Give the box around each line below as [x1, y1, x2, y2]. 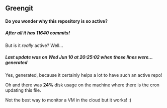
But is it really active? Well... [5, 42, 63, 48]
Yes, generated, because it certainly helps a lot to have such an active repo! [5, 72, 162, 78]
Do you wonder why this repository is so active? [5, 18, 108, 24]
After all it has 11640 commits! [5, 30, 70, 36]
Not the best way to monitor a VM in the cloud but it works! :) [5, 97, 132, 103]
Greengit [5, 4, 34, 13]
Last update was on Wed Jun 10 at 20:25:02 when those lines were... [5, 54, 153, 60]
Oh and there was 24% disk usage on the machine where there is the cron [5, 82, 160, 88]
